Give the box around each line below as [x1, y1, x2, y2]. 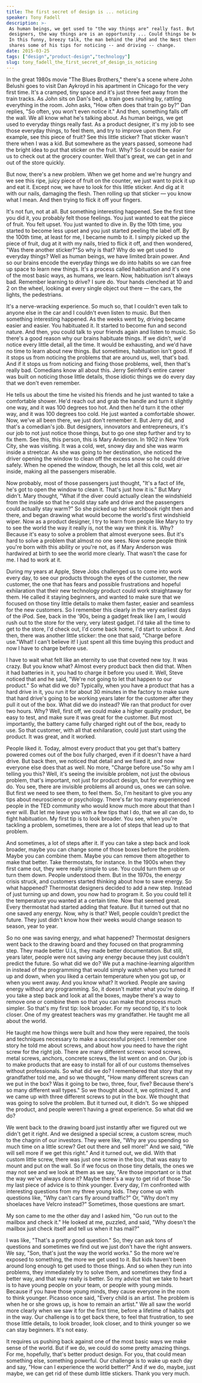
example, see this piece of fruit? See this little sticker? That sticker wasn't [6, 133, 188, 140]
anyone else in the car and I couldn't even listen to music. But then [6, 309, 171, 316]
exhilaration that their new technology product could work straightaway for [6, 587, 192, 594]
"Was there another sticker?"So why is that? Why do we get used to [6, 246, 174, 253]
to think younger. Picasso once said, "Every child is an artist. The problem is [6, 1294, 195, 1301]
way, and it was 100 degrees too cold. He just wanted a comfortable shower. [6, 410, 195, 417]
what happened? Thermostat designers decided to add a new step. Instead [6, 884, 192, 891]
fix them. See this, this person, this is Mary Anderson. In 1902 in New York [6, 436, 190, 443]
